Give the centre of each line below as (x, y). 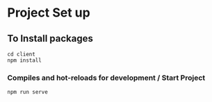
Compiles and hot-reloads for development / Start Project (106, 78)
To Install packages (50, 39)
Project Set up (49, 13)
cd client (22, 54)
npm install (24, 60)
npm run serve (28, 92)
